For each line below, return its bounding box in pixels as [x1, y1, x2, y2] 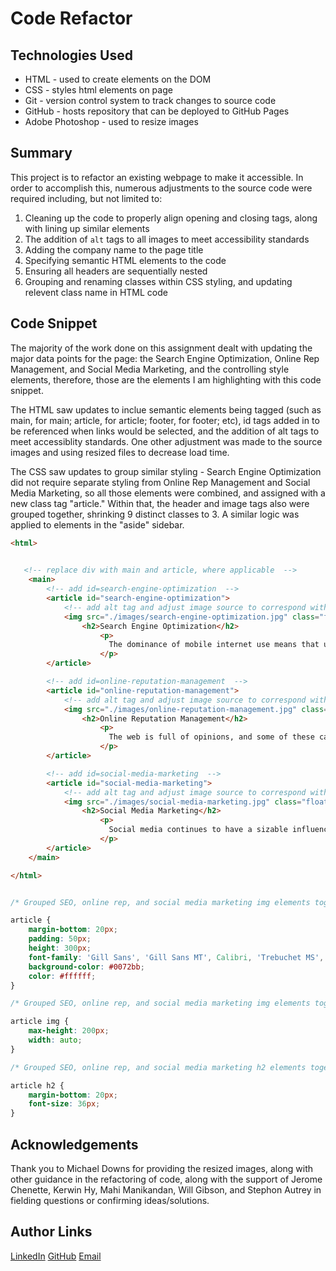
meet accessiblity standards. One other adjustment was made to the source [10, 435, 323, 447]
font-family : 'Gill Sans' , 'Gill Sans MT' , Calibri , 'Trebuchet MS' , [28, 952, 325, 962]
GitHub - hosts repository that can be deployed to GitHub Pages [24, 105, 290, 117]
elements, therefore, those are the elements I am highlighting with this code [10, 373, 322, 386]
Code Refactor [10, 7, 133, 30]
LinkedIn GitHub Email [10, 1250, 102, 1262]
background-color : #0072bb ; [28, 962, 145, 972]
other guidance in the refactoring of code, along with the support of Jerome [10, 1173, 323, 1185]
